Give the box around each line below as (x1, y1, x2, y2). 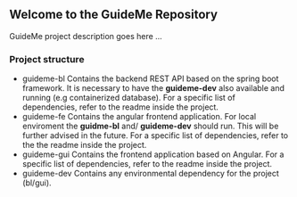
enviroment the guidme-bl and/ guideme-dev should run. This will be (21, 120, 279, 132)
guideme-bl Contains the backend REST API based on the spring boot (21, 73, 279, 84)
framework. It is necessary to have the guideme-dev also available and (21, 83, 285, 94)
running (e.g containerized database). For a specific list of (21, 93, 236, 103)
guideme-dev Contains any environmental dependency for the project (21, 168, 279, 179)
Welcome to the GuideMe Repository (9, 7, 219, 22)
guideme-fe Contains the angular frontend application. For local (21, 111, 257, 122)
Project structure (9, 53, 85, 65)
